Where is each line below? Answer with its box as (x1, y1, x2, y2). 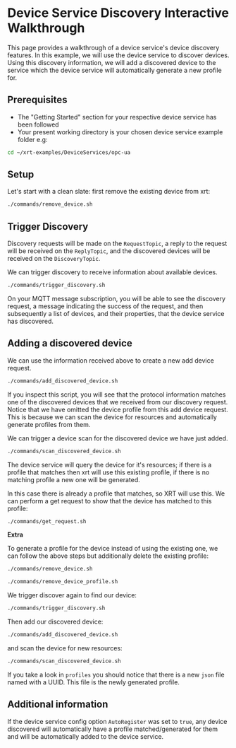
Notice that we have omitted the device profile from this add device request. (7, 405, 229, 414)
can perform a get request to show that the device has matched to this (7, 496, 212, 505)
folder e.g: (17, 135, 48, 144)
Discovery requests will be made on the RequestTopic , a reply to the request (7, 239, 228, 248)
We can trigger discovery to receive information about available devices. (7, 268, 218, 276)
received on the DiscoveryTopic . (7, 255, 101, 263)
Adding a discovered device (7, 337, 132, 349)
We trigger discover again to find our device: (7, 591, 137, 600)
